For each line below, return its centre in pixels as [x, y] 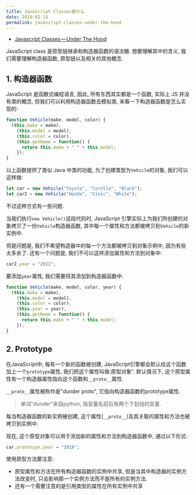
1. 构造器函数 [29, 79]
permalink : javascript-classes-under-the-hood [64, 22]
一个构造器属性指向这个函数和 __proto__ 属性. [70, 379]
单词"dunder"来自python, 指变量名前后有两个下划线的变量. [91, 403]
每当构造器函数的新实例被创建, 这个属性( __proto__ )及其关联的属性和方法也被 [98, 416]
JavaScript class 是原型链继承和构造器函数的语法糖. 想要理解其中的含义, [93, 51]
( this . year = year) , [42, 309]
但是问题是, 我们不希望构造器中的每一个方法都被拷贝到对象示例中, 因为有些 [96, 245]
